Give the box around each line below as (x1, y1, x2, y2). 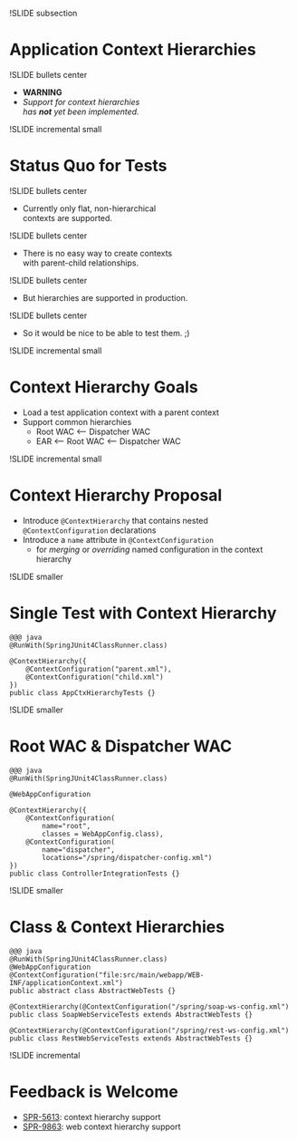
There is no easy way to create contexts (22, 247, 173, 258)
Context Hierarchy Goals (9, 377, 199, 398)
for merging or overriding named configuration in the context (35, 544, 263, 555)
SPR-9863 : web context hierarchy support (22, 1121, 181, 1132)
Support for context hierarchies (22, 96, 140, 107)
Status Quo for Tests (9, 156, 168, 176)
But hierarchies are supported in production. (22, 292, 188, 303)
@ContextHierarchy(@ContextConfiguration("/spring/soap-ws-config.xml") (9, 1001, 290, 1011)
